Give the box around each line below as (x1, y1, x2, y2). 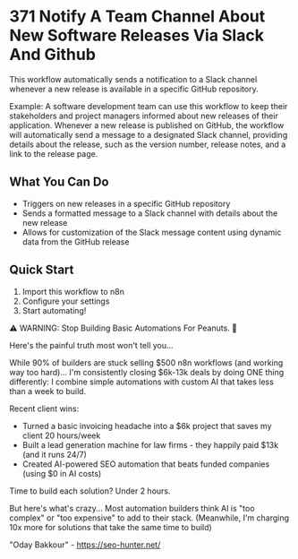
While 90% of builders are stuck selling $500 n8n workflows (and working (9, 357, 284, 368)
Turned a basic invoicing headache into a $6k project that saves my (21, 420, 272, 431)
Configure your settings (21, 296, 110, 306)
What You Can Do (9, 175, 109, 190)
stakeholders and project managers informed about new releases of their (9, 110, 279, 121)
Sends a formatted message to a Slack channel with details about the (21, 208, 278, 219)
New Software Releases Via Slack (9, 25, 264, 46)
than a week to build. (9, 385, 87, 396)
